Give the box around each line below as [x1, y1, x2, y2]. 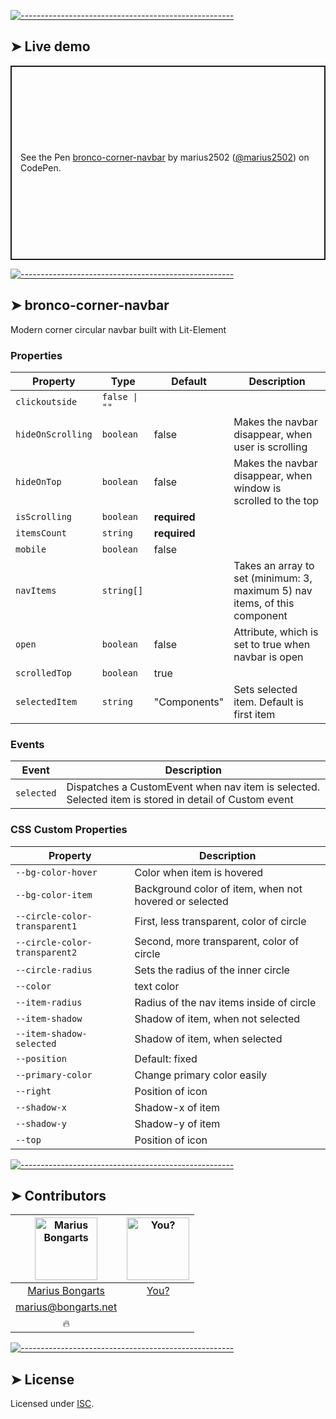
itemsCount [15, 527, 67, 539]
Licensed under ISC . [10, 1398, 95, 1410]
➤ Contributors [10, 1187, 107, 1204]
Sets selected [233, 682, 298, 696]
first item [233, 707, 276, 721]
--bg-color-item [15, 889, 93, 900]
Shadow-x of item [134, 1100, 220, 1114]
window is [233, 481, 282, 495]
